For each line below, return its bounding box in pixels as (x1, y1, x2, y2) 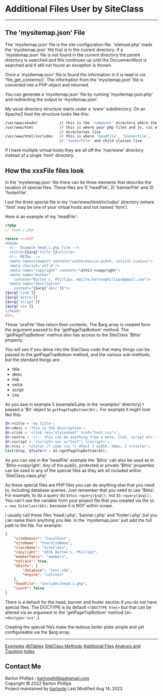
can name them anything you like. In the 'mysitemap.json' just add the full (5, 517, 152, 523)
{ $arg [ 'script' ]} (5, 299, 40, 304)
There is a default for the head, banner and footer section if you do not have (5, 599, 157, 605)
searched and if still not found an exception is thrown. (5, 62, 113, 68)
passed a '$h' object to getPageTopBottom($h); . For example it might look (5, 407, 151, 413)
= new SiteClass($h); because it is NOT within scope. (5, 502, 113, 508)
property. (5, 337, 24, 343)
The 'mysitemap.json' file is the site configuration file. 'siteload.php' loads (5, 41, 153, 47)
